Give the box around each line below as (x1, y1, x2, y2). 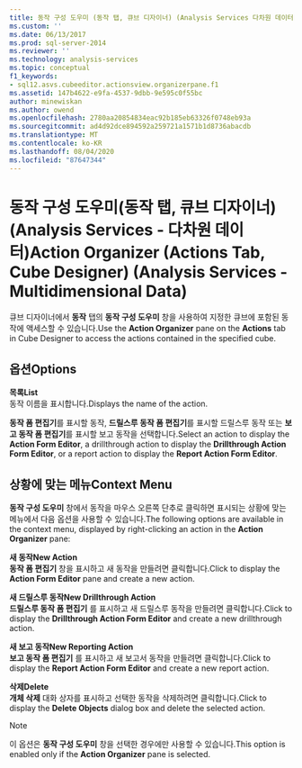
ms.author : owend (9, 105, 75, 114)
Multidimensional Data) (9, 281, 188, 302)
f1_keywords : (9, 72, 58, 81)
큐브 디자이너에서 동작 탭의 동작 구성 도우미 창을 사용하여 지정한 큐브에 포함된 (9, 312, 280, 322)
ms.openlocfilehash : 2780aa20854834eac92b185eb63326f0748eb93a (9, 113, 252, 122)
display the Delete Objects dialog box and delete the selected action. (9, 703, 266, 714)
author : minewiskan (9, 96, 83, 106)
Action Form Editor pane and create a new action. (9, 574, 195, 584)
